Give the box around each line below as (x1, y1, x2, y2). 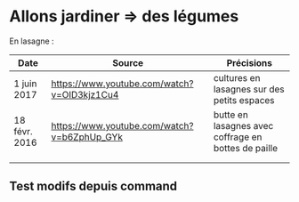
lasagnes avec (213, 119, 274, 132)
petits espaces (213, 93, 275, 106)
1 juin (13, 77, 37, 90)
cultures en (213, 71, 261, 84)
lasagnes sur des (213, 83, 285, 95)
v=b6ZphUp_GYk (51, 131, 123, 143)
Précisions (226, 56, 273, 69)
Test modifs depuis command (9, 179, 178, 194)
